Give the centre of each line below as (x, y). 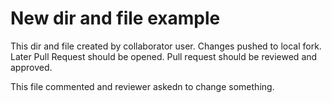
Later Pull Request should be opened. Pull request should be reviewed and (164, 56)
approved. (31, 67)
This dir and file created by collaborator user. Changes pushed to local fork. (166, 46)
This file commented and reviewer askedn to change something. (142, 86)
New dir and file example (115, 18)
